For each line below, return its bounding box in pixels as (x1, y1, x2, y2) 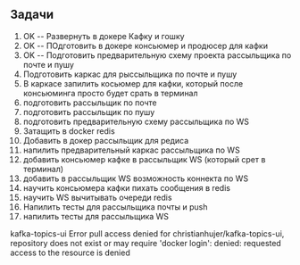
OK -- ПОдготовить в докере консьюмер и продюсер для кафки (22, 40, 269, 51)
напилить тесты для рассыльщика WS (22, 211, 169, 221)
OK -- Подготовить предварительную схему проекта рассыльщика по (22, 49, 292, 61)
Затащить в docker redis (22, 125, 115, 137)
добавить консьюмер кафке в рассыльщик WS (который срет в (22, 153, 266, 164)
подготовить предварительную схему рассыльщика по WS (22, 116, 249, 127)
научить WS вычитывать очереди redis (22, 192, 172, 203)
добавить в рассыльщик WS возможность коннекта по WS (22, 173, 249, 184)
